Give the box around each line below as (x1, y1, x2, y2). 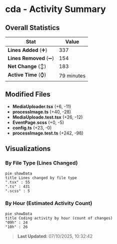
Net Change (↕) (7, 63, 46, 69)
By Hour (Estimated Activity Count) (5, 200, 92, 207)
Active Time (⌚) (7, 71, 46, 78)
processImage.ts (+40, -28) (12, 108, 71, 114)
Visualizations (5, 144, 51, 153)
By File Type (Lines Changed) (5, 159, 78, 166)
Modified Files (5, 90, 51, 98)
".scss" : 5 (5, 188, 30, 193)
